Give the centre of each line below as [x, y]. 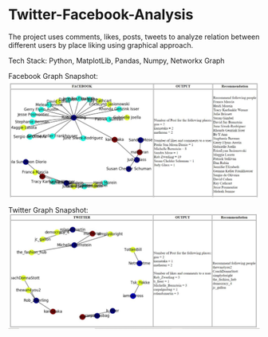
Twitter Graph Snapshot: [49, 210]
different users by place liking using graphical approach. [101, 45]
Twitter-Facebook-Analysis [101, 15]
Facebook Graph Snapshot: [53, 76]
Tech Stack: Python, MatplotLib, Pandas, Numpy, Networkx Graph [116, 61]
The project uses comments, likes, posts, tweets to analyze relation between [134, 37]
